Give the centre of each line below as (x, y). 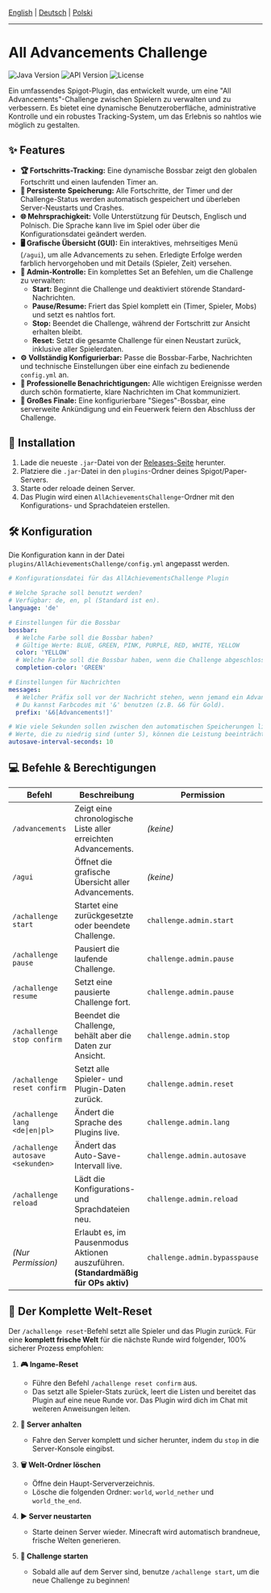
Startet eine (96, 905)
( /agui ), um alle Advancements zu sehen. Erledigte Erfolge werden (131, 254)
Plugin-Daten (100, 1088)
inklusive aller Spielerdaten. (78, 349)
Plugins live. (97, 1132)
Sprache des (98, 1122)
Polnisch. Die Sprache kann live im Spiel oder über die (110, 225)
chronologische (104, 818)
